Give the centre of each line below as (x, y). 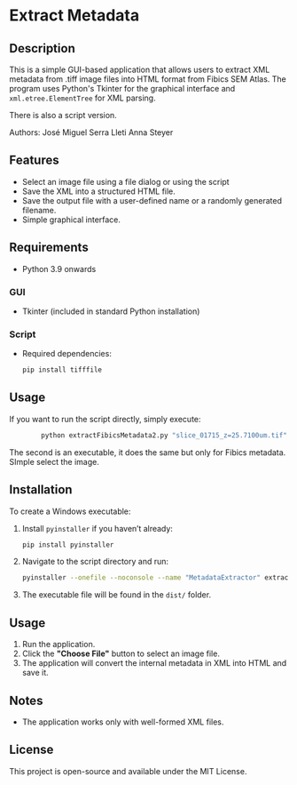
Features (34, 160)
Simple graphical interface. (71, 220)
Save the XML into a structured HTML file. (98, 191)
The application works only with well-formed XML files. (123, 722)
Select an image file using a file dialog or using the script (125, 181)
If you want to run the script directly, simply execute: (105, 419)
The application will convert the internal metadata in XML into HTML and (154, 663)
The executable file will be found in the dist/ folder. (116, 595)
